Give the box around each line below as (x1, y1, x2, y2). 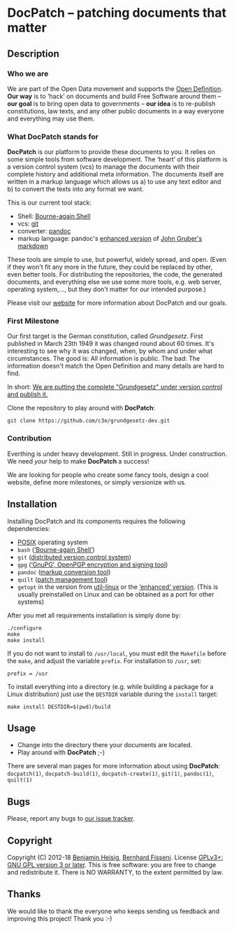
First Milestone (7, 317, 59, 326)
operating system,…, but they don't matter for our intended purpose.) (7, 285, 207, 293)
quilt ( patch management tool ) (17, 575, 108, 583)
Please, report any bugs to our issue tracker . (7, 814, 135, 823)
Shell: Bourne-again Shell (17, 212, 91, 221)
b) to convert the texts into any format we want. (7, 185, 145, 193)
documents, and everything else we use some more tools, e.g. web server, (7, 278, 222, 286)
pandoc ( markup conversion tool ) (17, 567, 111, 576)
